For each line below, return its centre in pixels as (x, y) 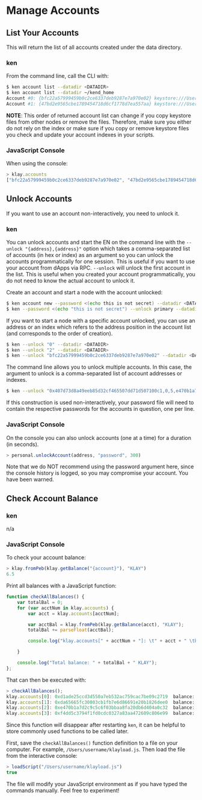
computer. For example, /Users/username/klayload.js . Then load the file (96, 749)
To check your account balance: (46, 557)
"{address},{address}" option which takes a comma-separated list (108, 249)
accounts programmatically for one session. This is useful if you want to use (101, 261)
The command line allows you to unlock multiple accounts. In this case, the (99, 367)
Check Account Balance (52, 498)
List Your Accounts (43, 33)
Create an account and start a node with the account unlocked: (84, 292)
